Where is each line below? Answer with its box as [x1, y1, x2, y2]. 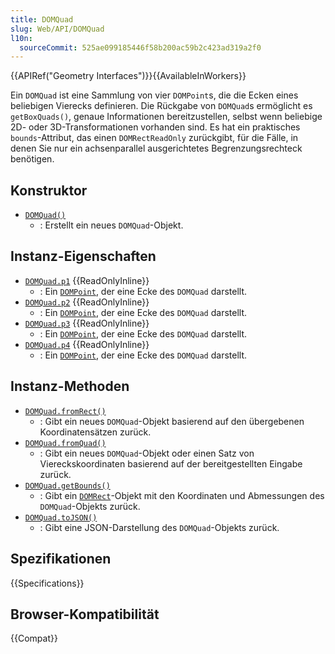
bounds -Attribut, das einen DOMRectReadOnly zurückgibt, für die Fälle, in [10, 132, 299, 144]
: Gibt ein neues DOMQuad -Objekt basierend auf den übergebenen [39, 415, 305, 427]
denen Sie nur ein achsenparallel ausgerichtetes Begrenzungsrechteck [10, 142, 303, 155]
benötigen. [10, 153, 55, 165]
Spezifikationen [10, 551, 112, 568]
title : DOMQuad [10, 14, 74, 25]
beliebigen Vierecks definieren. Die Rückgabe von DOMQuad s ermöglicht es [10, 100, 313, 112]
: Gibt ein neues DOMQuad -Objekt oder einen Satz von [39, 447, 255, 459]
